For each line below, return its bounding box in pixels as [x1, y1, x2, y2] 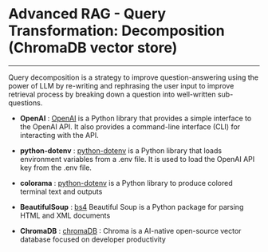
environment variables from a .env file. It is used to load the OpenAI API [19, 154, 255, 163]
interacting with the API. [19, 130, 99, 140]
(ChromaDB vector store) [8, 39, 178, 57]
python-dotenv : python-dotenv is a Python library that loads [19, 145, 222, 156]
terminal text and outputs [19, 187, 103, 196]
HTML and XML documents [19, 211, 111, 220]
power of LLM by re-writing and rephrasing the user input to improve [8, 81, 235, 90]
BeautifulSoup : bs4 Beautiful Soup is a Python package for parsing [19, 202, 244, 211]
